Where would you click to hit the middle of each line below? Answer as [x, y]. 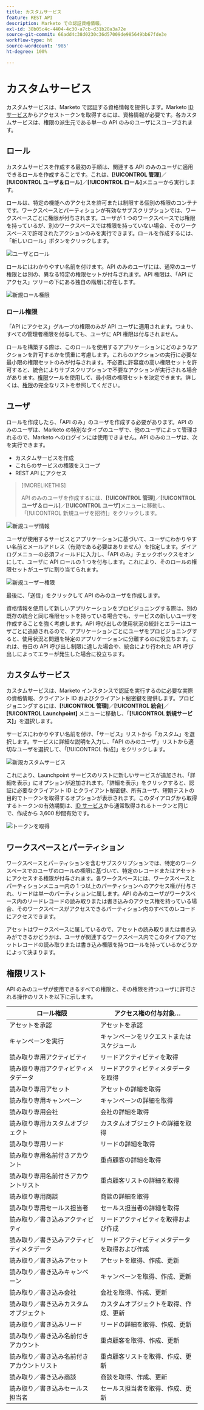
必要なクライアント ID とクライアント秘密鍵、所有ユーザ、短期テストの [106, 790]
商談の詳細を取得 [124, 1197]
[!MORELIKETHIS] [43, 485]
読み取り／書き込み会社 [43, 1292]
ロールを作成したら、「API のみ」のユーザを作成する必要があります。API [96, 422]
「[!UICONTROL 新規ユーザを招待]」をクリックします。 [90, 513]
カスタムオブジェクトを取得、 [143, 1304]
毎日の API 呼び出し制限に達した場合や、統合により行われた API [102, 646]
